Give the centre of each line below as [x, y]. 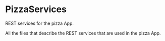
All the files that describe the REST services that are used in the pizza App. [83, 33]
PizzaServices [36, 9]
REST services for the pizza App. [40, 23]
